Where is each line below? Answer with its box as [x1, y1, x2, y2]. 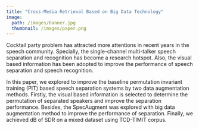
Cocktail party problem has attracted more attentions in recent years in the [6, 42, 189, 49]
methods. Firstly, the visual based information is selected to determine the [6, 91, 188, 98]
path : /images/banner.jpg [11, 20, 76, 26]
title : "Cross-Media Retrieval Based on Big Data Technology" [6, 8, 164, 15]
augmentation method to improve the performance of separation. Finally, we [6, 110, 194, 117]
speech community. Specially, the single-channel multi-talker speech [6, 48, 176, 55]
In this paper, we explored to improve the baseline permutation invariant [6, 78, 183, 86]
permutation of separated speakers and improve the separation [6, 97, 162, 105]
